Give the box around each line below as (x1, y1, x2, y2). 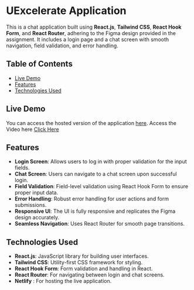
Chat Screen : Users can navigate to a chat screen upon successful (14, 171, 177, 178)
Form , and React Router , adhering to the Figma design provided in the (6, 29, 176, 36)
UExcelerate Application (6, 4, 127, 18)
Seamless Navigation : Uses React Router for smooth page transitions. (14, 220, 185, 227)
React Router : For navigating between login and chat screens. (14, 271, 165, 278)
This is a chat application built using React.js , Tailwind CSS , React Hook (6, 23, 182, 30)
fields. (14, 164, 30, 171)
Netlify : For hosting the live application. (14, 278, 112, 285)
